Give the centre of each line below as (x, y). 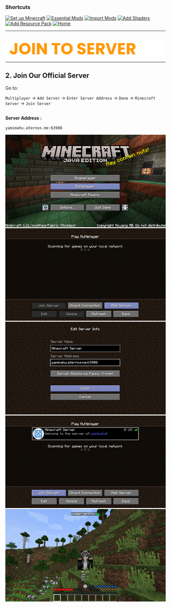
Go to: (12, 88)
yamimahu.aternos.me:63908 (34, 128)
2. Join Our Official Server (47, 76)
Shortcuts (18, 7)
